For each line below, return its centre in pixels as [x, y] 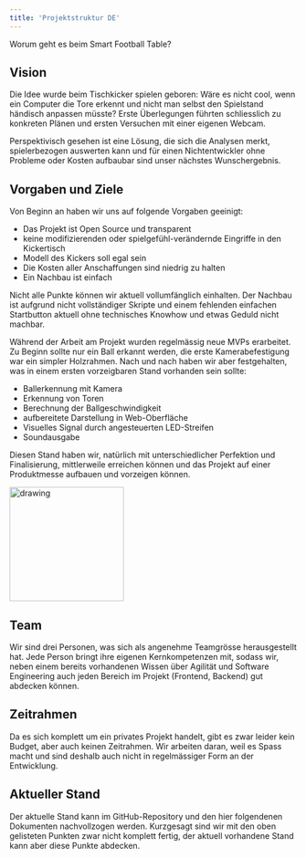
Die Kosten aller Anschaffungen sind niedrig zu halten [124, 268]
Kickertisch [44, 248]
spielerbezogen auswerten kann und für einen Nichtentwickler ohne [137, 151]
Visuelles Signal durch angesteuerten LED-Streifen [118, 428]
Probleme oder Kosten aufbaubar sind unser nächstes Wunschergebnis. [145, 161]
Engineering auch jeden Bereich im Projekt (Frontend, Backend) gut [136, 676]
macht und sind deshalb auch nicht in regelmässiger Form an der [132, 756]
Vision [28, 73]
